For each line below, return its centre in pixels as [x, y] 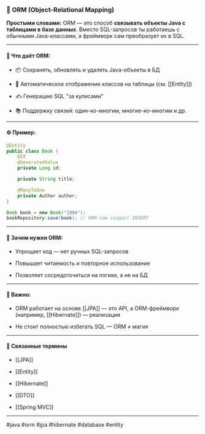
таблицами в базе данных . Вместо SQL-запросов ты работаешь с [93, 29]
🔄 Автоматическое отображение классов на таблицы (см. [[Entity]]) [103, 84]
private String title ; [46, 179]
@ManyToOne [31, 190]
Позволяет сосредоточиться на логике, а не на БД [81, 275]
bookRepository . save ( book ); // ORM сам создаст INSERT [77, 218]
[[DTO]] [25, 395]
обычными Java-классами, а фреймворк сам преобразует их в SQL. [95, 36]
